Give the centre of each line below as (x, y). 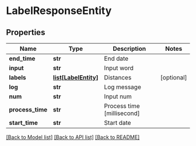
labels (17, 77)
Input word (119, 68)
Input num (118, 96)
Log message (123, 87)
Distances (118, 77)
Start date (118, 123)
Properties (26, 32)
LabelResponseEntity (59, 11)
